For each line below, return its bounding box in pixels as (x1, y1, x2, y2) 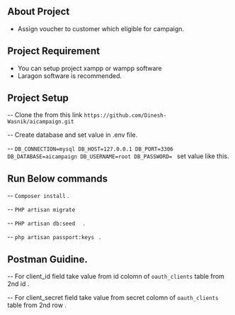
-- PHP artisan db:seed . (7, 219, 86, 228)
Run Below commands (7, 172, 108, 184)
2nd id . (7, 280, 30, 288)
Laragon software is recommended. (17, 71, 122, 80)
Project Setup (7, 92, 69, 104)
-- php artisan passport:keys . (7, 233, 101, 241)
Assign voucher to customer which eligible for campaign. (17, 24, 185, 33)
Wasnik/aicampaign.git (7, 118, 74, 126)
